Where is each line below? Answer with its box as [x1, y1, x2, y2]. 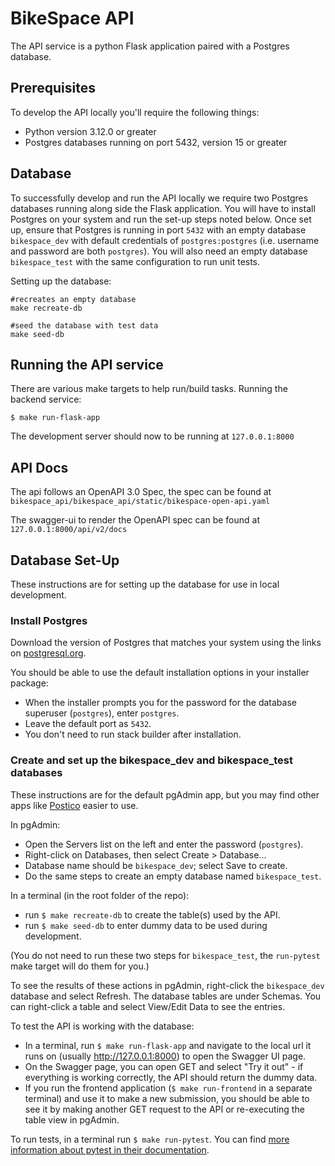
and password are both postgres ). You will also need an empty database [10, 245, 308, 257]
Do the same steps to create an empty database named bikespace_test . [24, 870, 322, 882]
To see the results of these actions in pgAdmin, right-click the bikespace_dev [10, 979, 325, 991]
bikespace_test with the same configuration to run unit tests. [10, 255, 261, 267]
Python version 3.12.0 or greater [24, 125, 157, 137]
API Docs [10, 459, 69, 476]
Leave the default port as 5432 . [24, 718, 152, 730]
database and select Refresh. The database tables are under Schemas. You [10, 990, 322, 1002]
